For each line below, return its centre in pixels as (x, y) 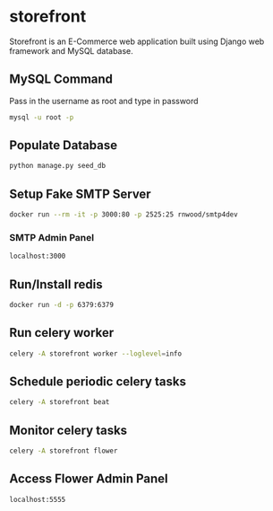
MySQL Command (61, 79)
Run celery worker (62, 333)
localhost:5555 (38, 499)
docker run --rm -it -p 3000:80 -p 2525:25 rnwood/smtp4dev (124, 215)
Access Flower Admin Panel (89, 479)
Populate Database (64, 145)
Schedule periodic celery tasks (98, 381)
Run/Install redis (56, 284)
